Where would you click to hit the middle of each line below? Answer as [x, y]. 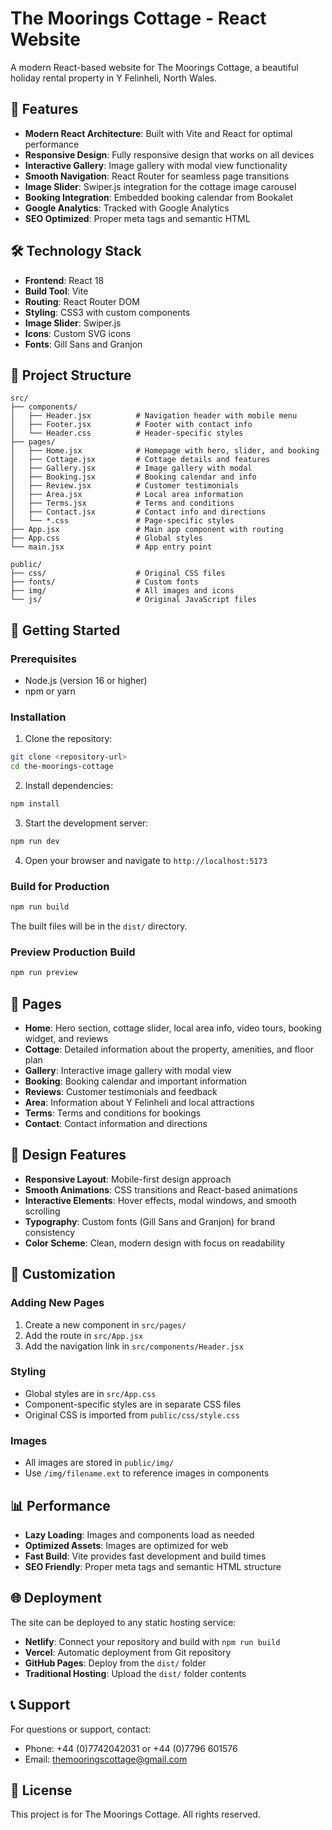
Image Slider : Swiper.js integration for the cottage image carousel [160, 186]
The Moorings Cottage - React [138, 18]
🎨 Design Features [68, 1155]
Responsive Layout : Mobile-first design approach [128, 1179]
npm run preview [44, 973]
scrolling [42, 1211]
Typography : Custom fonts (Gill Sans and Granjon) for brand [150, 1221]
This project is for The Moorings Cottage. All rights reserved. [135, 1814]
